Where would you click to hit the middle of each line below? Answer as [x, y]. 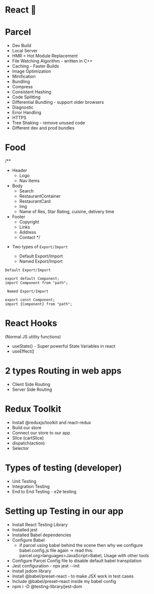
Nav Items [29, 181]
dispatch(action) [28, 443]
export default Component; [32, 279]
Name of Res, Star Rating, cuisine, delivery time [67, 212]
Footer [19, 217]
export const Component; [30, 300]
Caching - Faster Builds [35, 66]
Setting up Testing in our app [64, 511]
